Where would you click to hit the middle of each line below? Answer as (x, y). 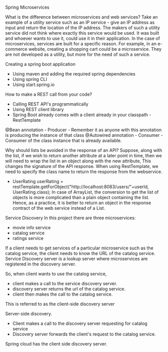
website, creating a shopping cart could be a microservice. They (95, 49)
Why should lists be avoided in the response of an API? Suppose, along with (84, 150)
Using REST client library (38, 109)
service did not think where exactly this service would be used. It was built (82, 33)
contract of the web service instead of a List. (59, 208)
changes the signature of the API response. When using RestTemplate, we (82, 166)
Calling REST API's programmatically (50, 104)
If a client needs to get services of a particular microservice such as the (79, 248)
